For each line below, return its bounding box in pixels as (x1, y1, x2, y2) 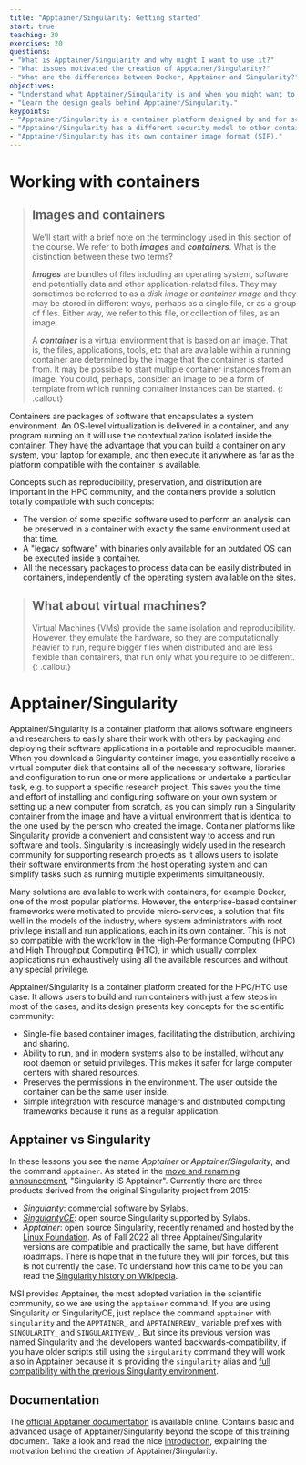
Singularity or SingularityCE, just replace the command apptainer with (9, 1307, 272, 1318)
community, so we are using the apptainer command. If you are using (9, 1298, 270, 1309)
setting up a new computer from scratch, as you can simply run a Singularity (9, 800, 296, 811)
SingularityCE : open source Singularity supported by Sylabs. (22, 1212, 250, 1223)
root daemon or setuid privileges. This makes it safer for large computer (22, 1057, 293, 1068)
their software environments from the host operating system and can (9, 859, 268, 870)
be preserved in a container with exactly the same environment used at (22, 523, 290, 534)
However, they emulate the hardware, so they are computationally (31, 632, 280, 643)
